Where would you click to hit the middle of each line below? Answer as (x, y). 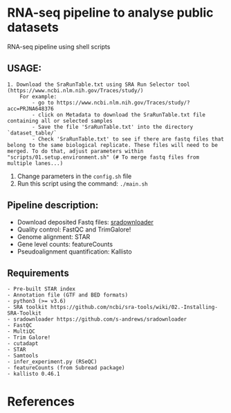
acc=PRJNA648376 (30, 109)
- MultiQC (21, 332)
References (41, 402)
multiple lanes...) (35, 163)
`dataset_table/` (32, 133)
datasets (33, 27)
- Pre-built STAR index (41, 289)
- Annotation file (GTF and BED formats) (68, 295)
